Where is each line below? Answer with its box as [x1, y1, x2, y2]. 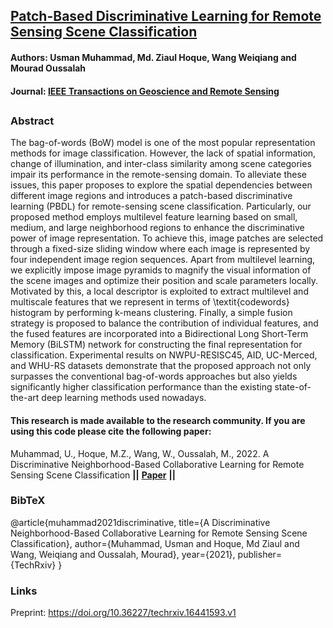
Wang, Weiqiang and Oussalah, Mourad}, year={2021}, [10, 548, 236, 560]
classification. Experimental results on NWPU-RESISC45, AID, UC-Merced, [10, 349, 318, 361]
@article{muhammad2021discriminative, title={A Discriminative [10, 516, 271, 528]
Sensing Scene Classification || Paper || [10, 469, 176, 481]
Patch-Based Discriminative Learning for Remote [10, 8, 322, 25]
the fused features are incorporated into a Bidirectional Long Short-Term [10, 328, 309, 340]
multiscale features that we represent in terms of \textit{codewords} [10, 296, 290, 308]
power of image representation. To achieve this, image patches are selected [10, 232, 324, 244]
